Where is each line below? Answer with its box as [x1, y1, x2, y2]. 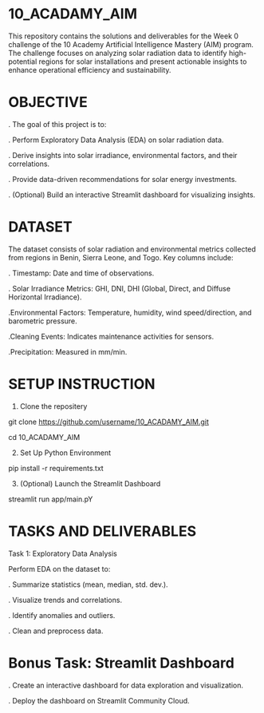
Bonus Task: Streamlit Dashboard [8, 654, 235, 671]
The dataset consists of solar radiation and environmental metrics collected [8, 244, 257, 254]
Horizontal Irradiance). [8, 292, 82, 302]
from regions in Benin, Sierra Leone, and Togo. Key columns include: [8, 252, 234, 262]
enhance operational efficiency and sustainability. [8, 65, 171, 74]
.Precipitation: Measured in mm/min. [8, 347, 128, 356]
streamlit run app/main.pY [8, 494, 93, 504]
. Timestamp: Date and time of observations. [8, 268, 155, 278]
